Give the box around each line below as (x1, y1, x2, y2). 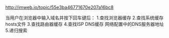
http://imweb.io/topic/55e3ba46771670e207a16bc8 (5, 5, 114, 10)
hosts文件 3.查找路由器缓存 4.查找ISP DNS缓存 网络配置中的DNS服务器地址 (5, 21, 164, 27)
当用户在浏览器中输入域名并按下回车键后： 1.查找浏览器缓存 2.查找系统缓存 (5, 15, 164, 21)
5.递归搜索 (5, 27, 27, 33)
